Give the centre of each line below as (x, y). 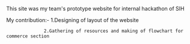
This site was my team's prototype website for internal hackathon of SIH (95, 9)
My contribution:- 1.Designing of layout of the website (73, 20)
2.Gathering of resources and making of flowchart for (114, 31)
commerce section (28, 36)
